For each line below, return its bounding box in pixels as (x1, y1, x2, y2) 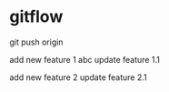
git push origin (9, 36, 64, 47)
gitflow (9, 6, 64, 27)
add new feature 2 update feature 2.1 (9, 71, 147, 83)
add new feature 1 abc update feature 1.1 (9, 54, 161, 65)
